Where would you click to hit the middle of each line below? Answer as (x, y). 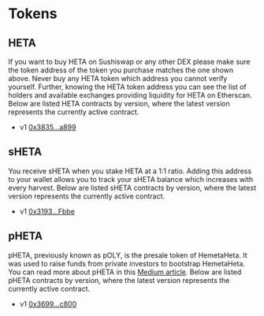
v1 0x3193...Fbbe (47, 211)
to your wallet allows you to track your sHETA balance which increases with (131, 179)
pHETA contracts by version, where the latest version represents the (119, 280)
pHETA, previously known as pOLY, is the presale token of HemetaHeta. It (128, 255)
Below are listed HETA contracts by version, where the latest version (119, 104)
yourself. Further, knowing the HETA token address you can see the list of (127, 87)
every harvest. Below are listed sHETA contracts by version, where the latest (132, 188)
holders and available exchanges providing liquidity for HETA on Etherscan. (130, 95)
